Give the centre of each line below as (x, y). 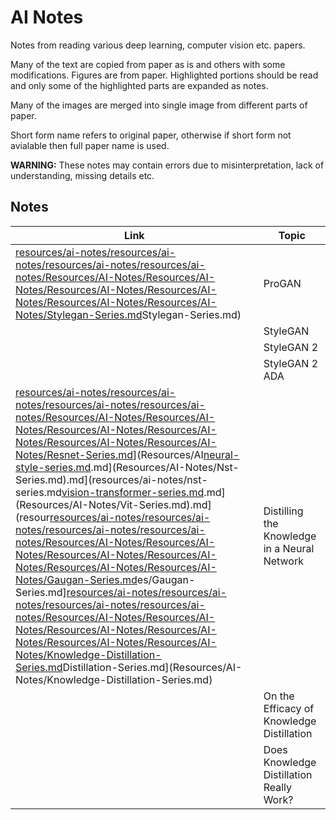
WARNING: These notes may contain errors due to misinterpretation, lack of (167, 165)
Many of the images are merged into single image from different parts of (159, 105)
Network (283, 561)
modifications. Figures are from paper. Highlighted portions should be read (164, 75)
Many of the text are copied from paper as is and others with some (148, 64)
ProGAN (282, 283)
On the (279, 696)
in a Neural (289, 548)
